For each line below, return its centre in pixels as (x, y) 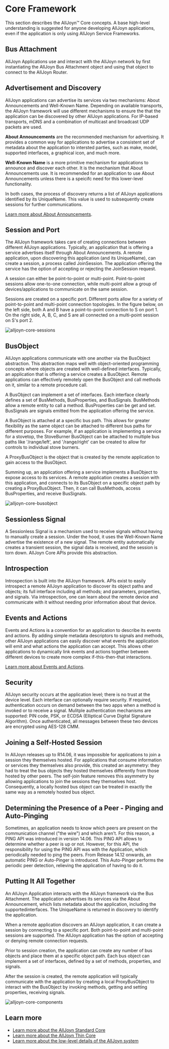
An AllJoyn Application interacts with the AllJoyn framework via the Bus (79, 893)
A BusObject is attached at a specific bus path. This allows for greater (77, 421)
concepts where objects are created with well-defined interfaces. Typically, (83, 369)
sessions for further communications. (44, 204)
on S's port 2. (19, 320)
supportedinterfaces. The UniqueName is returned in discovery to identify (82, 909)
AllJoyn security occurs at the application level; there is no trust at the (78, 695)
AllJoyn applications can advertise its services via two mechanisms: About (82, 100)
